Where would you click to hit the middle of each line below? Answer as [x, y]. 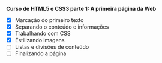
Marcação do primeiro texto [49, 20]
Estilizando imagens [40, 40]
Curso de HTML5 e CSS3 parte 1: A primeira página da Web [81, 9]
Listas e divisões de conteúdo [52, 47]
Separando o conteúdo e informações [62, 27]
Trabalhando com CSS [43, 34]
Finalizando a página [40, 53]
